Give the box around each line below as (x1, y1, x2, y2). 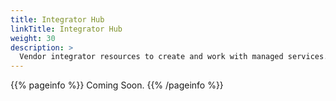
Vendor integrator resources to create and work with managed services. (19, 52, 329, 62)
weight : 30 (10, 33, 56, 43)
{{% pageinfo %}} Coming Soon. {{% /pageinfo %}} (10, 79, 224, 91)
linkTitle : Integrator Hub (10, 24, 123, 34)
